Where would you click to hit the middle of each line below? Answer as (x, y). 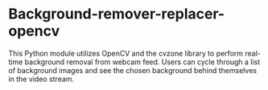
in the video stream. (41, 79)
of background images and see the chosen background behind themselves (133, 70)
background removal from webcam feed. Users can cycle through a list (142, 62)
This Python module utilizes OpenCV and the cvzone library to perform (126, 53)
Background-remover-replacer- (117, 14)
